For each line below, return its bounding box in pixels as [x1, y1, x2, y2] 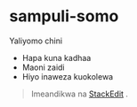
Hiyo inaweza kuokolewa [21, 71, 114, 81]
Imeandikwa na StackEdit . [30, 88, 129, 99]
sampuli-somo [9, 6, 119, 27]
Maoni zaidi [21, 62, 65, 73]
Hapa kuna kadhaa [21, 52, 92, 63]
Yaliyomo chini [9, 35, 63, 46]
